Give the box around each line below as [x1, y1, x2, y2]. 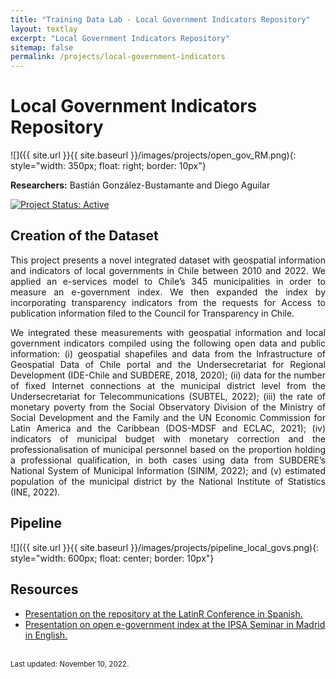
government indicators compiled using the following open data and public [10, 337, 326, 349]
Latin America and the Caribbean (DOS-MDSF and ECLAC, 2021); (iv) [10, 422, 326, 434]
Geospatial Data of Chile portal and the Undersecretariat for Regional [10, 358, 326, 370]
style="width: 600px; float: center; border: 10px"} [10, 552, 215, 564]
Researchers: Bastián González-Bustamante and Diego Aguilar [10, 179, 271, 191]
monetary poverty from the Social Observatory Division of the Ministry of [10, 401, 326, 413]
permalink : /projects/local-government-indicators [10, 52, 226, 62]
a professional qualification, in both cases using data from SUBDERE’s [10, 454, 326, 466]
